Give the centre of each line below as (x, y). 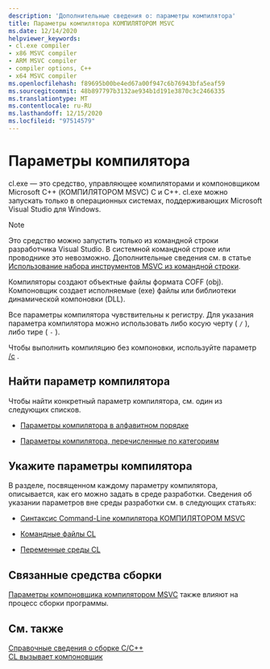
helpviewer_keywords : (45, 38)
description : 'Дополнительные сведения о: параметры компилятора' (122, 16)
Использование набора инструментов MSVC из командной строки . (125, 266)
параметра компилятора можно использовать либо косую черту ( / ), (129, 323)
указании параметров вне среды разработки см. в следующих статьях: (132, 503)
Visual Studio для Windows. (55, 209)
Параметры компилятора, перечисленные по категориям (119, 440)
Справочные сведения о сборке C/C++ (76, 648)
